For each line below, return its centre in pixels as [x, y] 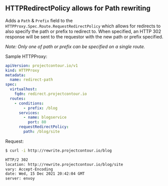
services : [29, 113]
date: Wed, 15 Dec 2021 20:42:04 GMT [45, 174]
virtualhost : [24, 89]
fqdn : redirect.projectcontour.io [51, 94]
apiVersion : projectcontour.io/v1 [42, 65]
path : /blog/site [41, 132]
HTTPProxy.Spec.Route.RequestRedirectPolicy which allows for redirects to [83, 26]
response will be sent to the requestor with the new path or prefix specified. [84, 36]
